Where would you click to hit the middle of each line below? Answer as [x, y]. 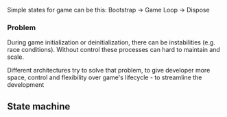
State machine [39, 106]
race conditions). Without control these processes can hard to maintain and [114, 50]
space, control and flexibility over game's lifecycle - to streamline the [105, 77]
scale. [15, 57]
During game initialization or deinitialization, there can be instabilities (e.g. [111, 42]
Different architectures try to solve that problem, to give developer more [109, 70]
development [26, 85]
